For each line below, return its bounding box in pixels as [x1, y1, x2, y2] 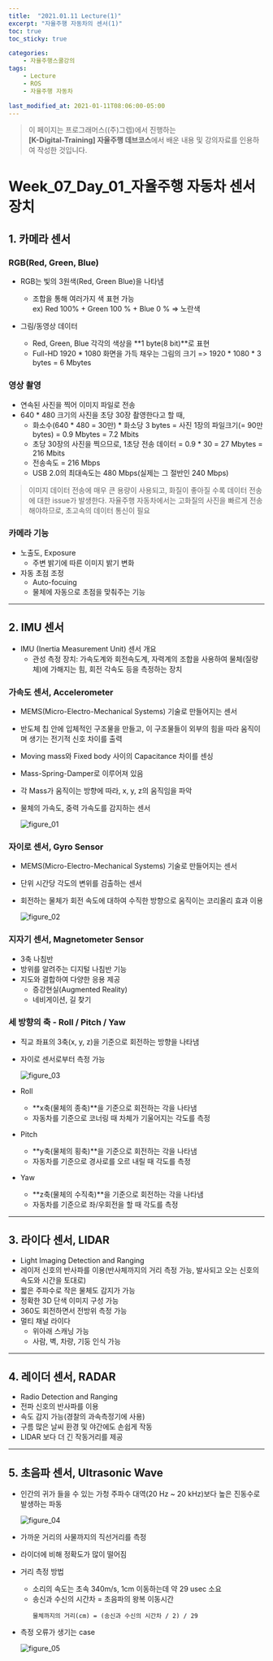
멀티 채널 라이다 [19, 1315, 71, 1326]
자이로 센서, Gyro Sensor [8, 841, 104, 852]
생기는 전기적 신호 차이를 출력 [28, 734, 123, 743]
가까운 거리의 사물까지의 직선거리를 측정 [19, 1532, 147, 1542]
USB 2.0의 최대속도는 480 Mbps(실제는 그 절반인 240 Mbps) [32, 468, 229, 477]
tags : [8, 64, 27, 73]
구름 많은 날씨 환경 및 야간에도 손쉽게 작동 [19, 1422, 153, 1432]
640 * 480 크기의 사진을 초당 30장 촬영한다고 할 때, [19, 410, 185, 420]
